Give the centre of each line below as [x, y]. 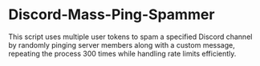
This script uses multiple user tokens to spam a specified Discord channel [130, 37]
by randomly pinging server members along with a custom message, [122, 45]
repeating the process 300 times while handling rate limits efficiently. [122, 53]
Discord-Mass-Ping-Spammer [112, 15]
